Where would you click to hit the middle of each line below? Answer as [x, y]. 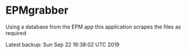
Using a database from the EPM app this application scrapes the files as [93, 27]
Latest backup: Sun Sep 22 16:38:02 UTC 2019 [62, 45]
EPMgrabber [37, 10]
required [16, 33]
